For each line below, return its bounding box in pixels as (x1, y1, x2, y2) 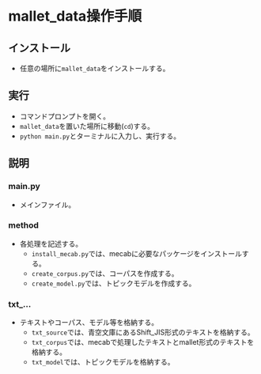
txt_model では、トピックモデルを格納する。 (31, 357, 176, 367)
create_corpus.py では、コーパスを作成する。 (31, 268, 179, 278)
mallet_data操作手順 (8, 7, 142, 25)
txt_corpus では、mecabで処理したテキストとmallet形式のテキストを (31, 338, 255, 347)
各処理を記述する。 (19, 239, 83, 248)
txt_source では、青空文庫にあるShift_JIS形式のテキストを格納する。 (31, 327, 255, 337)
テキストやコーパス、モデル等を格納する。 (19, 318, 159, 327)
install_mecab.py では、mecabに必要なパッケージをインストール (31, 248, 243, 258)
